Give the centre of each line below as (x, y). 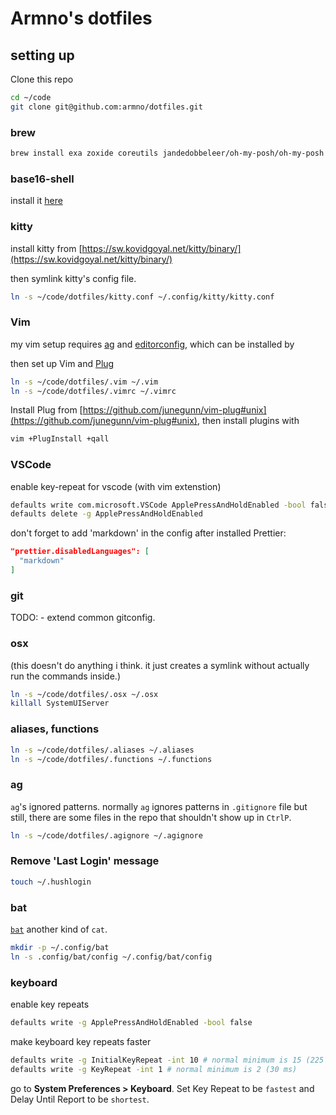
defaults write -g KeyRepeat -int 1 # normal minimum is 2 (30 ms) (154, 1069)
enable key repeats (50, 1004)
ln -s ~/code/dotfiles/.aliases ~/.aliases (102, 750)
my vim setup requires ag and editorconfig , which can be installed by (152, 344)
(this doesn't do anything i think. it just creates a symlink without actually (160, 665)
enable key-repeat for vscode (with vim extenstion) (116, 486)
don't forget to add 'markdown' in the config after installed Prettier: (148, 533)
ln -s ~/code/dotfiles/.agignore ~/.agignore (106, 835)
